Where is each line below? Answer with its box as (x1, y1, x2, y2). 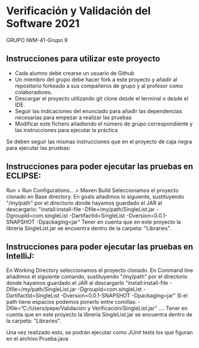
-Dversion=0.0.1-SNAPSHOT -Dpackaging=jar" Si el (60, 292, 188, 299)
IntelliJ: (6, 251, 35, 261)
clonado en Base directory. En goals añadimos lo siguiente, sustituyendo (6, 193, 185, 200)
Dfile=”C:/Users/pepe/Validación (6, 305, 86, 312)
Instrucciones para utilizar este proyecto (6, 54, 160, 64)
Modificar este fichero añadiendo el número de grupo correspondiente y (14, 120, 193, 127)
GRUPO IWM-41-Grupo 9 (6, 36, 68, 43)
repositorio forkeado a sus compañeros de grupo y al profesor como (14, 82, 184, 89)
